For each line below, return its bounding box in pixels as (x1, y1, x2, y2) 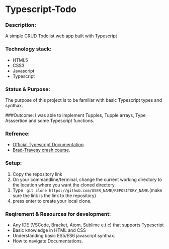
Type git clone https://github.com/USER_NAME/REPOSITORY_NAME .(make (12, 187, 162, 193)
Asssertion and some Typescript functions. (5, 117, 95, 124)
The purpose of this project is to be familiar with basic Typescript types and (5, 97, 162, 103)
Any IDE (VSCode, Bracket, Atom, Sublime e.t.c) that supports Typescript (12, 222, 164, 228)
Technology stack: (5, 45, 52, 52)
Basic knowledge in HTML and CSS (12, 227, 87, 233)
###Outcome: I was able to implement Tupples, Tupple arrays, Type (5, 112, 146, 118)
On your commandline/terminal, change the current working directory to (12, 176, 162, 182)
